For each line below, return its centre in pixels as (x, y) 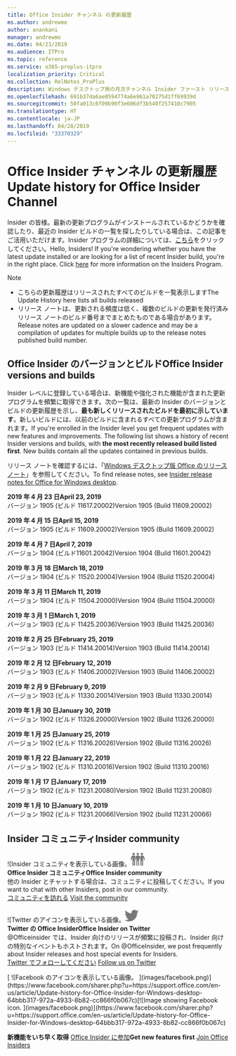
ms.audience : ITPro (36, 52)
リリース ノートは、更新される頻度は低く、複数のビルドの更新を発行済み (123, 308)
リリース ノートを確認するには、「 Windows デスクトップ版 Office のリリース (117, 466)
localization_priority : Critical (56, 74)
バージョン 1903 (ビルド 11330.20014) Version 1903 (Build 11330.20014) (110, 696)
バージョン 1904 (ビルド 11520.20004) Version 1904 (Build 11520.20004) (111, 577)
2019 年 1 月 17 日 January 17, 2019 (57, 782)
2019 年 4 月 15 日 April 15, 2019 (53, 521)
